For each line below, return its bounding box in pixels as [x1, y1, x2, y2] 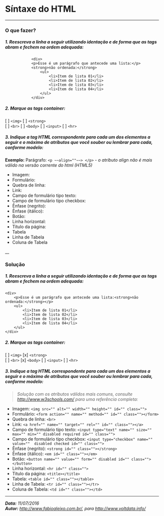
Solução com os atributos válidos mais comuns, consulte [17, 391, 133, 397]
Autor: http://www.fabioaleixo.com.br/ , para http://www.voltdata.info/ [5, 505, 146, 511]
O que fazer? [5, 27, 36, 34]
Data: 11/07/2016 [5, 500, 40, 506]
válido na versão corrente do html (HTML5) [5, 162, 93, 168]
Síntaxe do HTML [5, 3, 76, 15]
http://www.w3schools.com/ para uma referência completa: [17, 396, 138, 402]
